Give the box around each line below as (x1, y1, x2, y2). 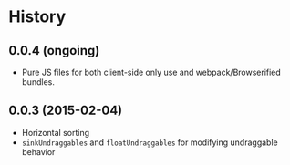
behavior (21, 146, 56, 157)
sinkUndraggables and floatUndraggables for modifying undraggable (21, 137, 279, 148)
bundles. (21, 77, 56, 88)
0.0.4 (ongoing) (8, 43, 100, 58)
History (8, 6, 67, 27)
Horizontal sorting (21, 127, 90, 138)
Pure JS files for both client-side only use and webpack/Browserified (21, 67, 282, 77)
